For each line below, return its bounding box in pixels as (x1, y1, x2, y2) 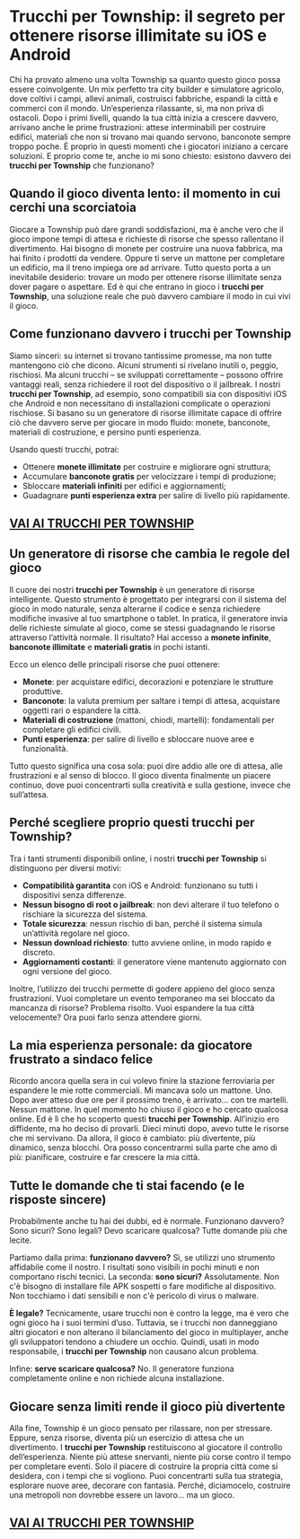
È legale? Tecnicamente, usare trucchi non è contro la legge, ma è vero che (9, 1308, 289, 1319)
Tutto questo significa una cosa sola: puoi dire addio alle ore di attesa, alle (9, 761, 283, 771)
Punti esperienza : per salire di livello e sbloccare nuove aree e (22, 734, 254, 744)
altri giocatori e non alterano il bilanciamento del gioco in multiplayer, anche (9, 1327, 289, 1338)
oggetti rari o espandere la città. (22, 705, 142, 716)
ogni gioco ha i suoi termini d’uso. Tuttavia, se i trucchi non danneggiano (9, 1317, 278, 1328)
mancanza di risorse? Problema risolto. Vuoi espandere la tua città (9, 1002, 255, 1013)
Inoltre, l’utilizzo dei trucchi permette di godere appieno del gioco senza (9, 983, 276, 994)
